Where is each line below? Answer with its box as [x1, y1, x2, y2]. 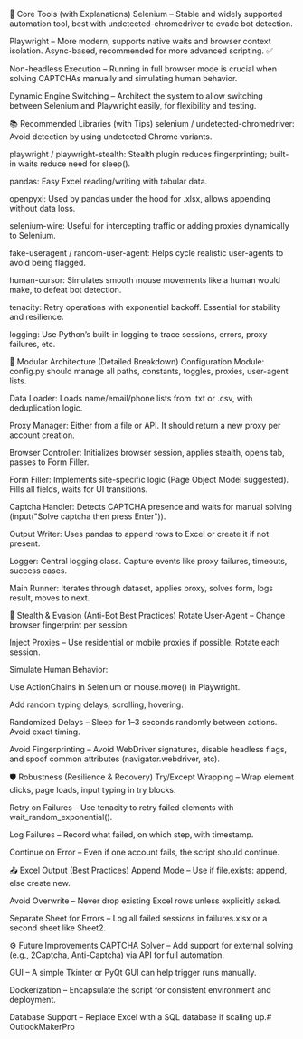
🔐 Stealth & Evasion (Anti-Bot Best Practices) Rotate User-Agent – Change [9, 610, 286, 620]
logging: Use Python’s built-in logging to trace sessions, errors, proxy [9, 329, 268, 339]
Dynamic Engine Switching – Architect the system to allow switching [9, 90, 264, 101]
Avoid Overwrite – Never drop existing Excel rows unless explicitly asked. [9, 895, 282, 906]
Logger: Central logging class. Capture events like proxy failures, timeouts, [9, 556, 288, 566]
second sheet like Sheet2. [9, 922, 107, 933]
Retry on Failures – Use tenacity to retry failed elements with [9, 802, 234, 813]
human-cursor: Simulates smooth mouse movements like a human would [9, 275, 281, 285]
